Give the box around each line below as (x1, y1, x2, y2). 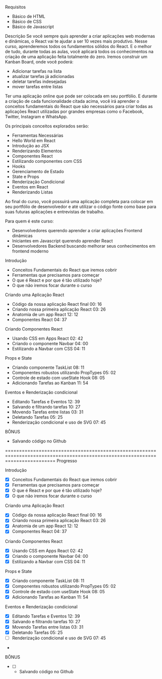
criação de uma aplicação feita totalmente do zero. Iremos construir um (5, 54, 147, 60)
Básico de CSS (12, 19, 42, 24)
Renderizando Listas (12, 189, 53, 195)
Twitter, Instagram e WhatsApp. (5, 114, 68, 119)
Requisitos (5, 4, 26, 10)
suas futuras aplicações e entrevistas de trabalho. (5, 209, 105, 215)
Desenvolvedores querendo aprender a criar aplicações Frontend (12, 228, 143, 233)
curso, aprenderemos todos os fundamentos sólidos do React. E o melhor (5, 44, 152, 49)
